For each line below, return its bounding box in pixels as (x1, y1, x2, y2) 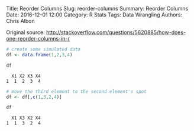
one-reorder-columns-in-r (6, 35, 70, 42)
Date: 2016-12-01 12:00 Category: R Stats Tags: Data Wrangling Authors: (6, 11, 182, 18)
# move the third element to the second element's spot (6, 88, 147, 95)
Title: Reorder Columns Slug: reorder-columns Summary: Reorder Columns (6, 5, 189, 12)
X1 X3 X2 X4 (11, 115, 41, 121)
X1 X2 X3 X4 (11, 73, 41, 79)
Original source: (6, 29, 46, 36)
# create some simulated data (6, 46, 81, 52)
